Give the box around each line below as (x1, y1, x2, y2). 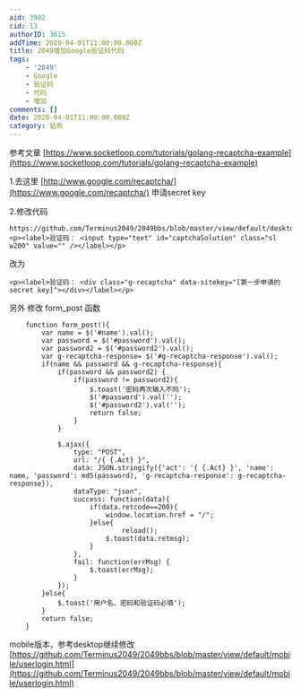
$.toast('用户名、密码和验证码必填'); (56, 598, 186, 607)
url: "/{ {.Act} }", (73, 456, 150, 465)
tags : (9, 55, 30, 64)
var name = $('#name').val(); (41, 328, 154, 337)
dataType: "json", (73, 487, 142, 496)
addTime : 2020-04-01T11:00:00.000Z (9, 38, 142, 48)
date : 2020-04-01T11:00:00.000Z (9, 113, 130, 122)
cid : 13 (9, 22, 39, 30)
